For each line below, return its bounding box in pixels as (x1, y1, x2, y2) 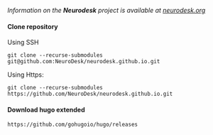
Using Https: (7, 70, 44, 79)
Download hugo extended (7, 105, 85, 114)
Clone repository (7, 22, 58, 31)
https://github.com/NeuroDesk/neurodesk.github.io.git (7, 90, 173, 98)
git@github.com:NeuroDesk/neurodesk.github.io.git (7, 58, 160, 65)
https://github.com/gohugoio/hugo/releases (7, 121, 138, 129)
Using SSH (7, 38, 39, 47)
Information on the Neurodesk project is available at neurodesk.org (7, 6, 206, 14)
